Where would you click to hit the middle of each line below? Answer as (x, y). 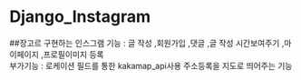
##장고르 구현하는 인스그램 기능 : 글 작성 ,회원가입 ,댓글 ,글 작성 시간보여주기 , (147, 43)
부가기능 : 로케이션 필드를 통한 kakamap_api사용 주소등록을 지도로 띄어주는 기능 (151, 65)
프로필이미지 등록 (73, 54)
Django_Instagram (80, 17)
